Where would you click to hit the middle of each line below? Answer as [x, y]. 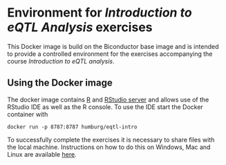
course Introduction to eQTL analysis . [61, 61]
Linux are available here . [42, 154]
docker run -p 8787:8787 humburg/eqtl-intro [72, 127]
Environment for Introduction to [100, 13]
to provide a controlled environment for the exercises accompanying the [110, 54]
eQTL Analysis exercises [80, 27]
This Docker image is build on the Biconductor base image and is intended [113, 46]
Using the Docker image [60, 83]
